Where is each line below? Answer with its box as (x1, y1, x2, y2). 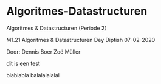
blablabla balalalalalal (6, 71, 60, 79)
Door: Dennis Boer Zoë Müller (6, 47, 81, 55)
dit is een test (6, 60, 41, 67)
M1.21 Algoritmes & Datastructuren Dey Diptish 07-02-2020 (6, 36, 156, 43)
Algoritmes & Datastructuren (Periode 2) (6, 24, 108, 32)
